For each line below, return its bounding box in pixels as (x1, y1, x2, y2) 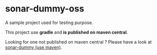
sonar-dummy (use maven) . (5, 44, 62, 50)
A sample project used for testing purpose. (5, 19, 93, 25)
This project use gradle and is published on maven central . (5, 29, 128, 35)
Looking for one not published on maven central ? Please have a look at (5, 38, 152, 45)
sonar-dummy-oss (5, 3, 85, 14)
